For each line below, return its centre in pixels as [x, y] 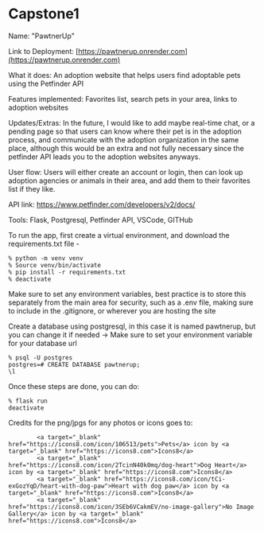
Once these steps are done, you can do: [74, 386]
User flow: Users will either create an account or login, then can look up [126, 172]
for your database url [43, 343]
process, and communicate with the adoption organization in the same [124, 139]
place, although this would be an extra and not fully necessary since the [126, 148]
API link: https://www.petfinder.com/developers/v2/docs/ [102, 204]
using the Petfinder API [46, 84]
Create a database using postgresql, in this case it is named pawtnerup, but [132, 326]
